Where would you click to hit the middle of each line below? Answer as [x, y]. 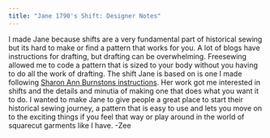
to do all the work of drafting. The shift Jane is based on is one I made [125, 73]
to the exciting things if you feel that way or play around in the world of [126, 116]
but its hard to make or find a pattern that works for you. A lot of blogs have [135, 47]
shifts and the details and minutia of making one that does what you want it [134, 91]
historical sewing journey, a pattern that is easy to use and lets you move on [135, 108]
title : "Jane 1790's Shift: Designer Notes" [85, 16]
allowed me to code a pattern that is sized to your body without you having [133, 65]
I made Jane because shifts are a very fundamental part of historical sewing [135, 39]
